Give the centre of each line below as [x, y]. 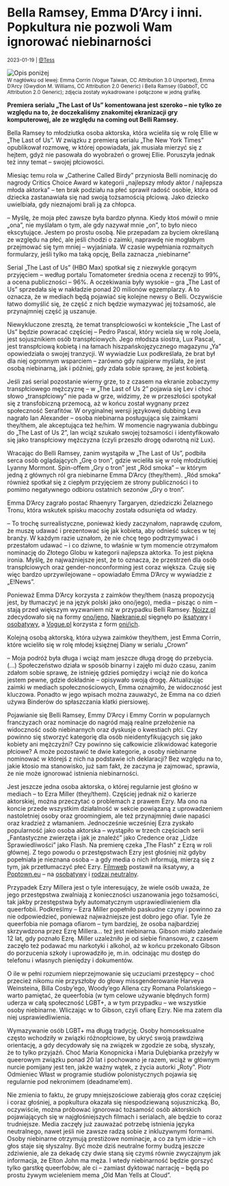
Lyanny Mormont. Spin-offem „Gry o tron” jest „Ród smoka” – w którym [107, 467]
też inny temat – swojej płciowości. [56, 162]
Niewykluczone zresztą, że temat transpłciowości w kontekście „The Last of [114, 324]
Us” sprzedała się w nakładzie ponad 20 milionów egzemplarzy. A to [104, 289]
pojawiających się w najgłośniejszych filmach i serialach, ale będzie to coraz [114, 1117]
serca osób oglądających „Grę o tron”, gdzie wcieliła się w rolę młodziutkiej [112, 460]
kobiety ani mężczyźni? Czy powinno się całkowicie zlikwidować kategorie [112, 744]
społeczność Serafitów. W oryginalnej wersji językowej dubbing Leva [104, 410]
